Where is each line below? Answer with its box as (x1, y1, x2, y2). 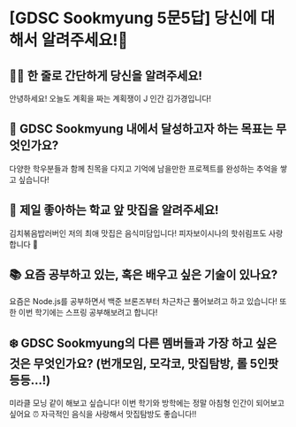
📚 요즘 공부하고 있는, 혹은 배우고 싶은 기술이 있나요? (9, 267, 278, 283)
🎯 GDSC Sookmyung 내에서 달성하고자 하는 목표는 (9, 121, 274, 137)
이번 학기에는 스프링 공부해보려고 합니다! (18, 307, 158, 318)
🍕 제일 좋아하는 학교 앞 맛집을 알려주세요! (9, 202, 219, 217)
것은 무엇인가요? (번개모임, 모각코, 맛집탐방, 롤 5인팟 (9, 355, 279, 371)
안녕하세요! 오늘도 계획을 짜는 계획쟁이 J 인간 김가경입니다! (9, 94, 212, 103)
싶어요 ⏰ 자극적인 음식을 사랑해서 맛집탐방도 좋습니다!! (9, 408, 197, 420)
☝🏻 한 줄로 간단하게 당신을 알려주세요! (9, 68, 203, 83)
